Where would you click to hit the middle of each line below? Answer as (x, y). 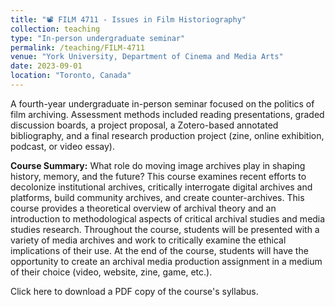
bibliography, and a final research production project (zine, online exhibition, (167, 135)
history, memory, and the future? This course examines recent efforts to (158, 176)
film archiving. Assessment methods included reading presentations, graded (167, 114)
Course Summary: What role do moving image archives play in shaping (158, 165)
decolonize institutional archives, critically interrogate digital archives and (161, 187)
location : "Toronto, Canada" (71, 76)
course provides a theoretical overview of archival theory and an (143, 208)
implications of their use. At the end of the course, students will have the (159, 250)
